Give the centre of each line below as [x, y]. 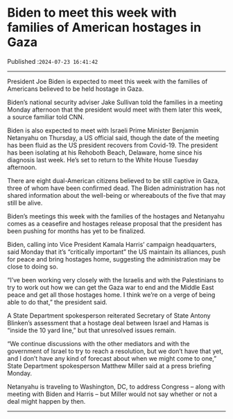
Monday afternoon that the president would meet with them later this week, [115, 110]
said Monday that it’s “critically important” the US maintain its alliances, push [116, 252]
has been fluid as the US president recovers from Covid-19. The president [113, 145]
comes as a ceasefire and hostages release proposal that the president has [115, 223]
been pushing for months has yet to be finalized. [76, 231]
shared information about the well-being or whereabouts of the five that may [116, 195]
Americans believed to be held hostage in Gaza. [76, 89]
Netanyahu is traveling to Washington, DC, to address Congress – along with [116, 386]
